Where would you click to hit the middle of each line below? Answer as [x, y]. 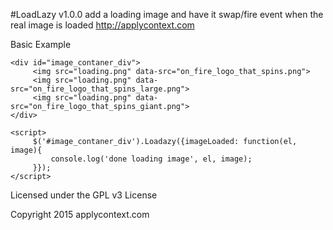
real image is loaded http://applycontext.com [102, 25]
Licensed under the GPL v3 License [84, 195]
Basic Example [41, 44]
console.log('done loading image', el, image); [151, 159]
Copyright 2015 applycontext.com [80, 214]
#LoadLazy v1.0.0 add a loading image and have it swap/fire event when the [167, 14]
